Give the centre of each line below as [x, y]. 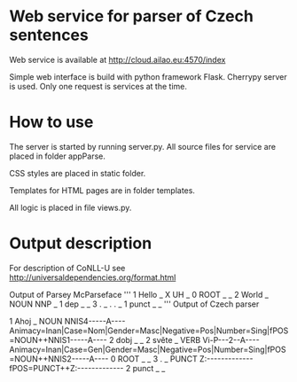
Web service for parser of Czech [132, 16]
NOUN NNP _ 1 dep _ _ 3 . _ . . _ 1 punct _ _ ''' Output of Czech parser [134, 304]
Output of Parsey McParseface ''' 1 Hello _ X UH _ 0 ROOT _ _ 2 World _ [139, 294]
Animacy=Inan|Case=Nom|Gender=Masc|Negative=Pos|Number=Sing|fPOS [149, 331]
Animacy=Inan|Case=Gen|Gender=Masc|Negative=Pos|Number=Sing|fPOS [148, 349]
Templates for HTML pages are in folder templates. [102, 190]
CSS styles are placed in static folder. [78, 173]
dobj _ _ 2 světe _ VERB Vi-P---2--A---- [188, 339]
